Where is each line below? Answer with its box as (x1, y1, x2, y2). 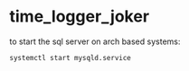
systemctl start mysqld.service (9, 53, 131, 62)
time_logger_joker (9, 6, 150, 27)
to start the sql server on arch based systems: (9, 36, 181, 47)
